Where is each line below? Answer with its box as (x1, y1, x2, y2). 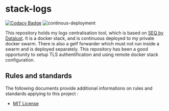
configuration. (5, 57, 35, 63)
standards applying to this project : (5, 90, 79, 97)
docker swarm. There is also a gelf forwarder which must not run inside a (5, 40, 160, 46)
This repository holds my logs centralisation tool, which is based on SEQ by (5, 30, 164, 36)
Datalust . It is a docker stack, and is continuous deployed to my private (5, 35, 155, 41)
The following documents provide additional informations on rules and (5, 85, 153, 91)
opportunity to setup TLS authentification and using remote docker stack (5, 51, 158, 58)
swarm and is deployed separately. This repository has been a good (5, 46, 148, 52)
